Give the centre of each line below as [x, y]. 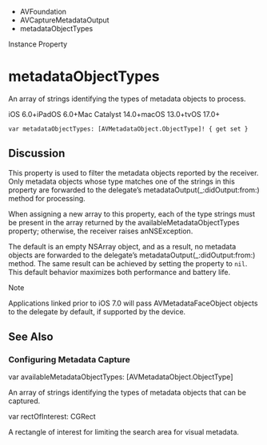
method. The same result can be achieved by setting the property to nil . [128, 263]
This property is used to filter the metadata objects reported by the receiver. [133, 172]
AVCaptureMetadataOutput [64, 20]
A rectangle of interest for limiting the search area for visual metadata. [124, 432]
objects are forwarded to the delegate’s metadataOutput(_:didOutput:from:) [132, 255]
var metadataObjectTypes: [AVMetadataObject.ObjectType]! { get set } [128, 129]
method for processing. [47, 198]
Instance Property [38, 44]
